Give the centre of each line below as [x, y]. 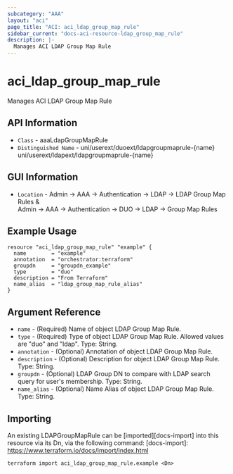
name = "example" [50, 254]
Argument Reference [54, 312]
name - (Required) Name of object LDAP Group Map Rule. [99, 329]
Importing [29, 419]
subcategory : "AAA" [36, 14]
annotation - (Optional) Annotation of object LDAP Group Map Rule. [115, 351]
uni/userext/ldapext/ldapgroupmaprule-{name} [85, 155]
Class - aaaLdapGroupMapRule [63, 140]
